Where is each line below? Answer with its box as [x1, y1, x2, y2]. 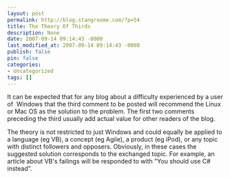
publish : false [7, 49, 51, 56]
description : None [7, 29, 60, 36]
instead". [7, 164, 32, 173]
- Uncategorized [7, 67, 54, 74]
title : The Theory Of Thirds [7, 23, 91, 30]
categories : [7, 61, 41, 68]
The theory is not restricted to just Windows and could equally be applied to [7, 128, 222, 136]
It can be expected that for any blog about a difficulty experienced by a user [7, 93, 224, 101]
